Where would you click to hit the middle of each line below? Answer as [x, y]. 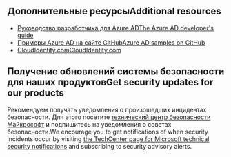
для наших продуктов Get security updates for [110, 82]
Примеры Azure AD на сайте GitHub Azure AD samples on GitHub [111, 42]
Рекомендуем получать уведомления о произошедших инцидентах [107, 109]
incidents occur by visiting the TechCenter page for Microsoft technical [108, 139]
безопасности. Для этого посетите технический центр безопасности [109, 117]
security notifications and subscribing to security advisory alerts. [99, 146]
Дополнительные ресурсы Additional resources [114, 11]
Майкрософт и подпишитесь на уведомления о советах [89, 124]
